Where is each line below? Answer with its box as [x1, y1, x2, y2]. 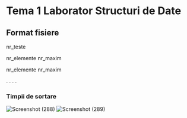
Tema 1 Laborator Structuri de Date [6, 4, 182, 18]
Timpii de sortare [6, 92, 57, 100]
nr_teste [6, 43, 26, 50]
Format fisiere [6, 28, 59, 38]
